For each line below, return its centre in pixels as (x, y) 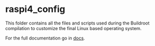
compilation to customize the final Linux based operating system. (73, 28)
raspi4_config (35, 9)
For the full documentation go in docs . (45, 38)
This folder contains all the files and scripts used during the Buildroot (77, 23)
